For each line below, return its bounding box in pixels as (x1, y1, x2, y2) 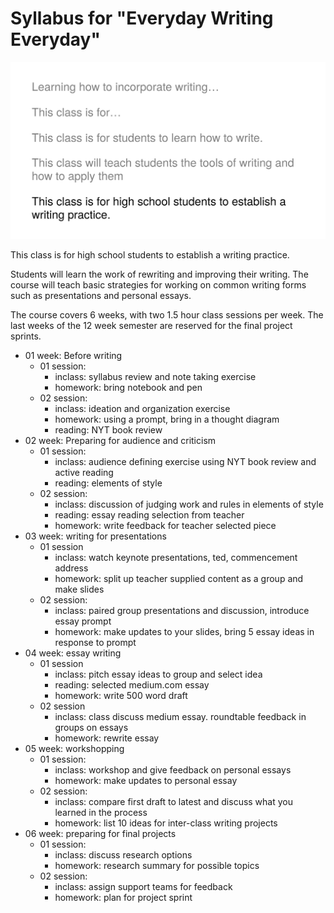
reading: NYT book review (54, 423, 163, 436)
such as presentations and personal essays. (10, 289, 192, 301)
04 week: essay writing (24, 647, 122, 659)
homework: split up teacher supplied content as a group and (54, 572, 304, 584)
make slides (54, 583, 105, 595)
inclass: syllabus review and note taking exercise (54, 370, 257, 382)
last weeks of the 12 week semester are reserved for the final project (10, 319, 293, 331)
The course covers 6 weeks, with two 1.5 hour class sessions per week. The (10, 308, 324, 321)
